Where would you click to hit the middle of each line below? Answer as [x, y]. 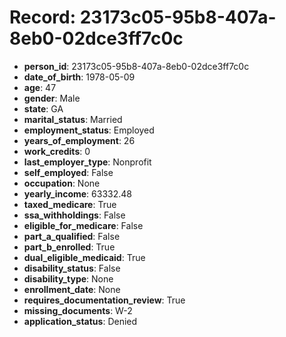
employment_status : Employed [89, 130]
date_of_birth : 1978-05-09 [79, 77]
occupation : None [62, 183]
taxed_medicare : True [70, 204]
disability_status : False [72, 268]
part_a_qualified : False [72, 236]
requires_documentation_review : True [104, 300]
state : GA [43, 108]
